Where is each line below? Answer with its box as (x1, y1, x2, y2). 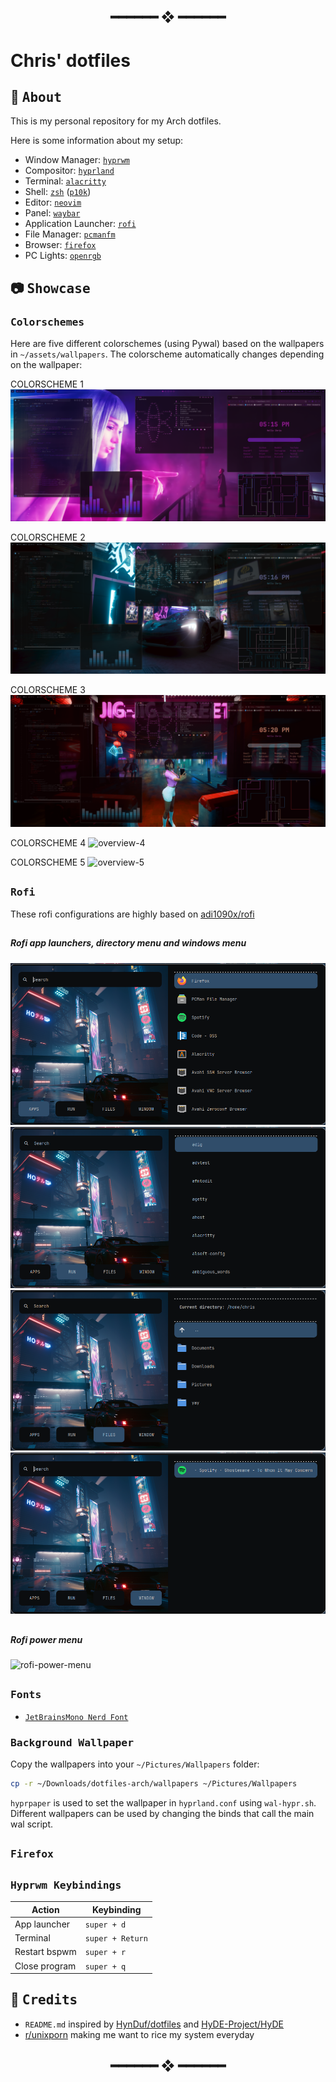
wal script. (10, 1818, 54, 1830)
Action (31, 1903, 60, 1915)
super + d (84, 1920, 127, 1930)
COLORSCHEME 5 (10, 856, 86, 869)
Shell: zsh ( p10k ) (24, 186, 92, 198)
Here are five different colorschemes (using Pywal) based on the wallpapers (10, 338, 325, 350)
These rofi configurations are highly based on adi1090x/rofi (10, 908, 255, 920)
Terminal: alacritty (24, 175, 107, 187)
